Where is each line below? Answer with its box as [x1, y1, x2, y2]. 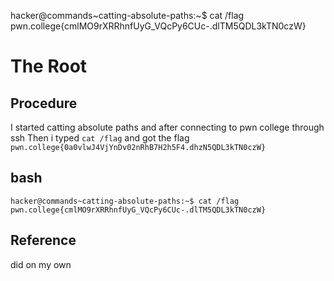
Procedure [10, 95, 78, 112]
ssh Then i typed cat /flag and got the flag [10, 132, 190, 144]
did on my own [10, 258, 72, 270]
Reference [10, 232, 77, 249]
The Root [10, 55, 88, 78]
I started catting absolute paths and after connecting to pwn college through [10, 121, 325, 133]
